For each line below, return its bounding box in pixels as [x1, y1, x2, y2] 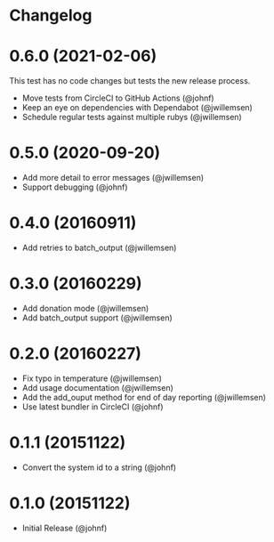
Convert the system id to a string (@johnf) [21, 462, 176, 473]
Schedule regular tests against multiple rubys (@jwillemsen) [21, 112, 242, 123]
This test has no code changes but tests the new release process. [9, 76, 251, 86]
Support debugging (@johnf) [21, 182, 128, 192]
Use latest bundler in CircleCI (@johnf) [21, 401, 164, 412]
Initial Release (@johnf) [21, 522, 108, 533]
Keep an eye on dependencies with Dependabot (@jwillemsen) [21, 102, 254, 113]
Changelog [9, 5, 93, 26]
